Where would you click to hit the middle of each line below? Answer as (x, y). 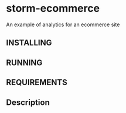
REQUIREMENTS (37, 82)
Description (28, 102)
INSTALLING (29, 43)
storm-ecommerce (53, 8)
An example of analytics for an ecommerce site (63, 24)
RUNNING (24, 63)
